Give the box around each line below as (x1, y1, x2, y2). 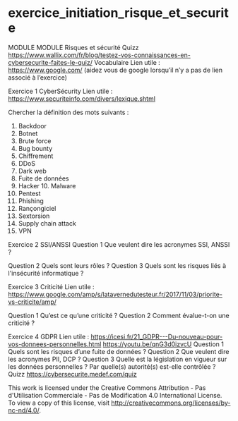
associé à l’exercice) (8, 73, 68, 82)
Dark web (18, 166, 47, 175)
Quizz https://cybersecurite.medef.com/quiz (8, 370, 137, 378)
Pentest (18, 189, 41, 197)
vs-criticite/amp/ (8, 298, 57, 306)
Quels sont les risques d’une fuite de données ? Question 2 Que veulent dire (8, 347, 230, 355)
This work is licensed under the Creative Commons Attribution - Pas (8, 383, 206, 392)
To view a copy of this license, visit (8, 398, 110, 407)
